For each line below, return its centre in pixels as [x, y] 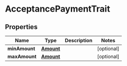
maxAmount [22, 57]
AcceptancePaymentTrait [58, 9]
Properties [21, 27]
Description [79, 41]
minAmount [21, 49]
